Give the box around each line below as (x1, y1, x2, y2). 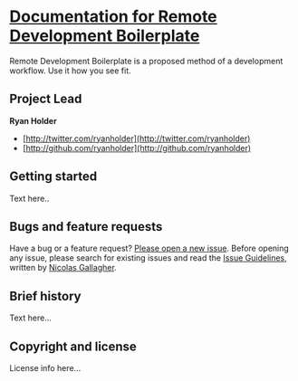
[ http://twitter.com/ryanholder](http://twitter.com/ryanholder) (22, 133, 251, 144)
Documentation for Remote (9, 6, 217, 27)
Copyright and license (9, 338, 138, 354)
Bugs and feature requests (9, 219, 163, 234)
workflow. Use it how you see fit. (9, 65, 131, 76)
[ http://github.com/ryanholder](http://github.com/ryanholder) (22, 142, 252, 153)
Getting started (9, 169, 98, 185)
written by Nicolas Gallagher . (9, 262, 118, 273)
